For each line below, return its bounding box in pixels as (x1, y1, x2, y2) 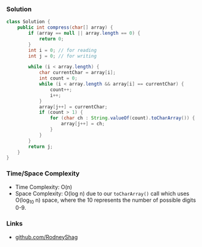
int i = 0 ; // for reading (28, 47, 97, 53)
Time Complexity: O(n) (15, 183, 73, 191)
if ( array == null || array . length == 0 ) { (28, 30, 140, 37)
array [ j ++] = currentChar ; (38, 103, 108, 110)
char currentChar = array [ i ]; (38, 70, 116, 76)
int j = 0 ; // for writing (28, 53, 97, 59)
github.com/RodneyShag (15, 233, 78, 240)
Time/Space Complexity (6, 169, 80, 178)
